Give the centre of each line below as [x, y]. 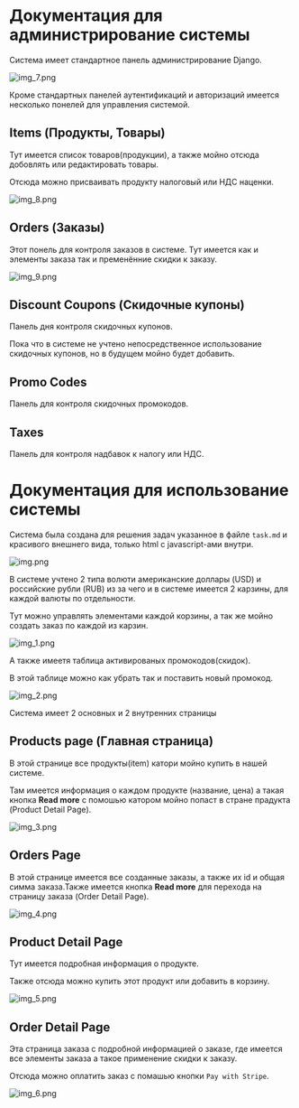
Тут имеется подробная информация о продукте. [104, 964]
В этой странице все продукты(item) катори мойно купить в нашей [138, 763]
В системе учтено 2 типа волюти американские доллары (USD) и [136, 579]
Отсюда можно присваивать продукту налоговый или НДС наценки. [142, 182]
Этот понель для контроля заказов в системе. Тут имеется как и [134, 249]
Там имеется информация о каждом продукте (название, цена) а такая [147, 790]
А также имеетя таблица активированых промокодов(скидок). [130, 660]
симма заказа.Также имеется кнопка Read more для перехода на [136, 887]
